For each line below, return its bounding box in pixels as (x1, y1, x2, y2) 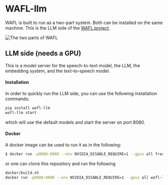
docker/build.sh (5, 170, 39, 175)
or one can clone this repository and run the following (5, 160, 116, 166)
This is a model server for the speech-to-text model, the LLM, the (5, 62, 140, 68)
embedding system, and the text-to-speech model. (5, 68, 110, 74)
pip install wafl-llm (5, 105, 50, 110)
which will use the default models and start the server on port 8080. (5, 119, 145, 125)
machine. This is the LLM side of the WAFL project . (5, 25, 110, 31)
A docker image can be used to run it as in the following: (5, 141, 121, 148)
